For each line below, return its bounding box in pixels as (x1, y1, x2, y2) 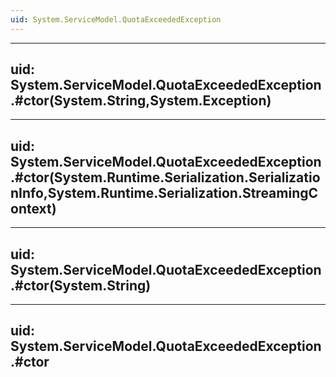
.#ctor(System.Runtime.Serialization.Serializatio (10, 169, 321, 186)
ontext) (10, 200, 57, 217)
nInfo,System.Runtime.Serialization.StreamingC (10, 184, 319, 201)
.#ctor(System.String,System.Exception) (10, 92, 272, 110)
